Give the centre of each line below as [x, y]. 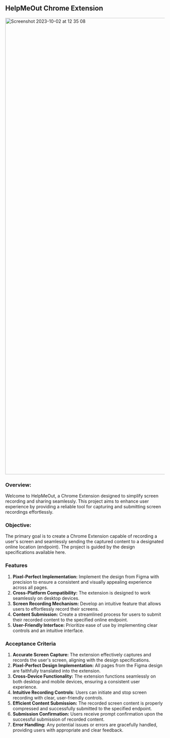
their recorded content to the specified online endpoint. [70, 620]
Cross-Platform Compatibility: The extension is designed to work [81, 592]
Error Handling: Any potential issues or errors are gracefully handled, [85, 725]
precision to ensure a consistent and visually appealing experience [82, 582]
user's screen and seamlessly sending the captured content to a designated [84, 542]
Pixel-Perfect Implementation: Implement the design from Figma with [86, 576]
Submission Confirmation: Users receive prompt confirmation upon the [88, 714]
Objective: [18, 525]
